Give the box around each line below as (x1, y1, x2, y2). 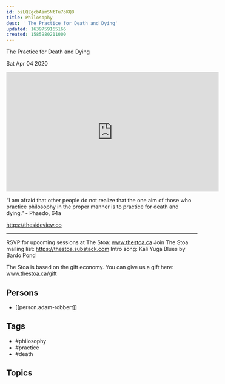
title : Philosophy (6, 15, 53, 21)
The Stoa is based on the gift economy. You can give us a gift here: (6, 264, 174, 271)
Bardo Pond (6, 252, 36, 259)
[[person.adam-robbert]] (15, 303, 78, 310)
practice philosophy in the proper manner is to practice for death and (6, 203, 179, 210)
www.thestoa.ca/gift (6, 270, 57, 277)
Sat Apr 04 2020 (6, 60, 49, 67)
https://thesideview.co (6, 221, 62, 228)
